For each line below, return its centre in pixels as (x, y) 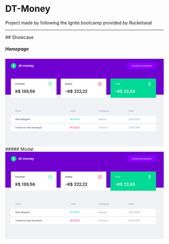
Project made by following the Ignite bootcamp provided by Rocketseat (79, 23)
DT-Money (28, 9)
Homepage (17, 49)
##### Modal (19, 149)
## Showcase (19, 37)
